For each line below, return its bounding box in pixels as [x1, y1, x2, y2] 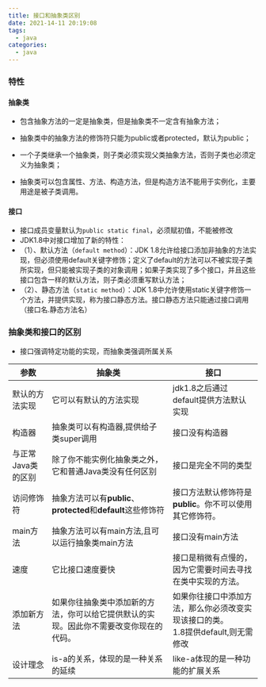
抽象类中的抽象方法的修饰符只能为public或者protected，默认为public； [19, 133, 251, 143]
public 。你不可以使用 [173, 498, 253, 509]
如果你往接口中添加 [173, 590, 245, 601]
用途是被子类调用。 [19, 187, 83, 197]
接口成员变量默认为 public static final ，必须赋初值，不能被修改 [19, 225, 234, 235]
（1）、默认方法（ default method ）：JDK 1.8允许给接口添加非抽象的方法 [19, 245, 250, 255]
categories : [8, 41, 47, 49]
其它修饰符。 [173, 510, 221, 521]
